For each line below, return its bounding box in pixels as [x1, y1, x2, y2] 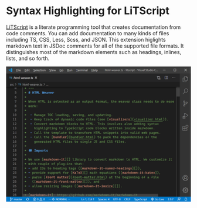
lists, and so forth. [6, 55, 50, 62]
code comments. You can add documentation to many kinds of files [6, 29, 169, 36]
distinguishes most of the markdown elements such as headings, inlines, [6, 48, 182, 55]
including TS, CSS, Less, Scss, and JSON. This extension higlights [6, 36, 166, 43]
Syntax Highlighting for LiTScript [6, 4, 170, 18]
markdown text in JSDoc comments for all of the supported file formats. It [6, 42, 184, 49]
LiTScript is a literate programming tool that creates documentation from [6, 24, 181, 31]
